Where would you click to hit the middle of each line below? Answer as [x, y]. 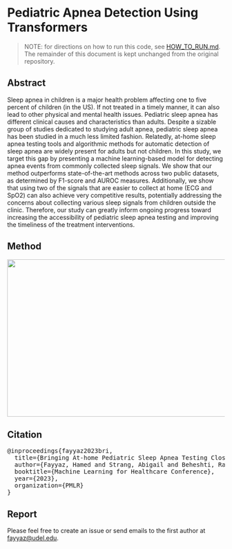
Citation [25, 435]
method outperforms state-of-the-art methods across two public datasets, [113, 173]
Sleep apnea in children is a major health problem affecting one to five [107, 100]
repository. [39, 61]
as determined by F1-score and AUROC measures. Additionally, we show [110, 180]
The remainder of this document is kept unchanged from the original [121, 54]
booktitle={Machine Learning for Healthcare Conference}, [115, 472]
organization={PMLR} [49, 486]
